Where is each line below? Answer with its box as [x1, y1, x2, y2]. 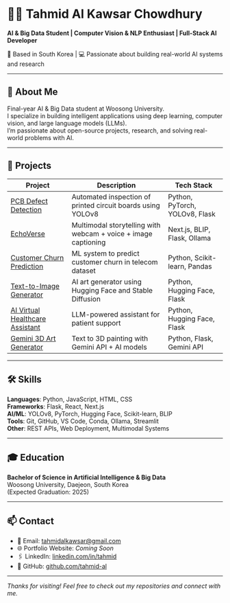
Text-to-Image [10, 281, 60, 291]
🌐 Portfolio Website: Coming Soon [16, 544, 114, 552]
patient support [71, 318, 121, 328]
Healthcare [10, 314, 47, 323]
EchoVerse [10, 229, 46, 238]
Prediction [10, 261, 44, 271]
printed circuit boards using [71, 201, 161, 210]
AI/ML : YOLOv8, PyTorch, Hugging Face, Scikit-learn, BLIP [7, 410, 173, 418]
